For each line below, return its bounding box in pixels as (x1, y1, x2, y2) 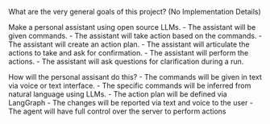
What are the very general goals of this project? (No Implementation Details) (8, 7, 262, 16)
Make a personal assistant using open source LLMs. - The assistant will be (8, 23, 256, 31)
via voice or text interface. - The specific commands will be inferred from (8, 81, 251, 90)
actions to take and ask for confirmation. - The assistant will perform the (8, 48, 249, 57)
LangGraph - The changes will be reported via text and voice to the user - (8, 98, 254, 107)
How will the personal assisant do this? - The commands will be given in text (8, 72, 262, 81)
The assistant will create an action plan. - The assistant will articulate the (8, 39, 250, 49)
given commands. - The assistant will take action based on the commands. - (8, 31, 263, 40)
